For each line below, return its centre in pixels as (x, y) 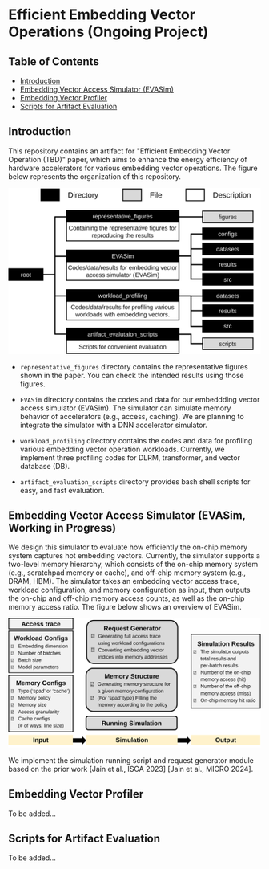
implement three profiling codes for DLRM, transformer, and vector (130, 457)
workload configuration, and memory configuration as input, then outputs (129, 590)
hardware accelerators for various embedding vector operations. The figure (133, 168)
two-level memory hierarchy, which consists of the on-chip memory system (133, 565)
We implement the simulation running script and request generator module (131, 760)
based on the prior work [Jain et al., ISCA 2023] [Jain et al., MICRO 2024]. (131, 769)
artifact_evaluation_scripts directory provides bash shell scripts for (135, 481)
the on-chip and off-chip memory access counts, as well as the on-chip (126, 598)
